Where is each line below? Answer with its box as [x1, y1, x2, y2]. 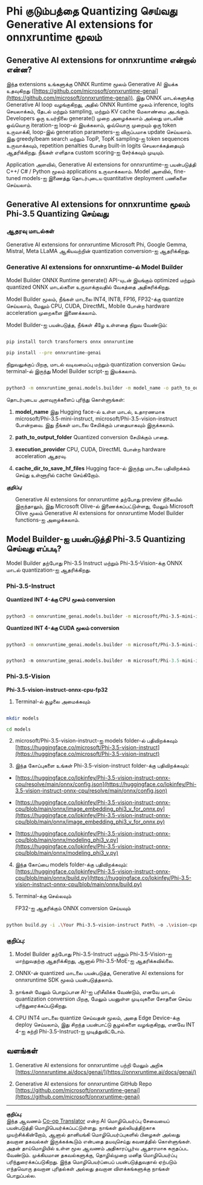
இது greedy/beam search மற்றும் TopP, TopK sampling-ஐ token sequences [6, 135, 190, 142]
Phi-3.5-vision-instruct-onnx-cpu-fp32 [6, 686, 108, 693]
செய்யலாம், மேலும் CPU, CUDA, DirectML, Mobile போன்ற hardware [6, 302, 170, 309]
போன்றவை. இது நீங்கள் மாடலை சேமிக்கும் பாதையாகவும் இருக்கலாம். [14, 421, 175, 428]
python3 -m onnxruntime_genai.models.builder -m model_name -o [6, 385, 169, 391]
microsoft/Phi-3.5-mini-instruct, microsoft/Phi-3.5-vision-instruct [14, 414, 178, 422]
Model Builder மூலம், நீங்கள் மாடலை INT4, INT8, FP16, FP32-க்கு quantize [6, 295, 184, 303]
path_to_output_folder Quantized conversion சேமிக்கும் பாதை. [14, 433, 169, 441]
